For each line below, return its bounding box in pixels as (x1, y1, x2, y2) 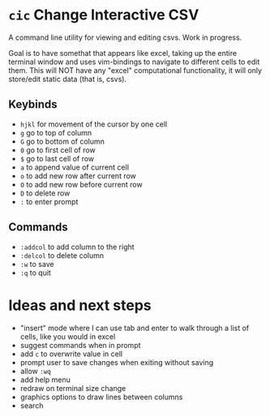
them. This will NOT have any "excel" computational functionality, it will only (8, 65, 262, 75)
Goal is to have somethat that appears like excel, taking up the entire (8, 48, 238, 58)
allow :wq (19, 366, 51, 376)
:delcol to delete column (19, 250, 105, 260)
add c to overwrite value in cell (19, 349, 123, 359)
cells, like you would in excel (19, 331, 116, 342)
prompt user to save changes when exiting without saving (19, 357, 214, 367)
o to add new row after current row (19, 170, 136, 180)
